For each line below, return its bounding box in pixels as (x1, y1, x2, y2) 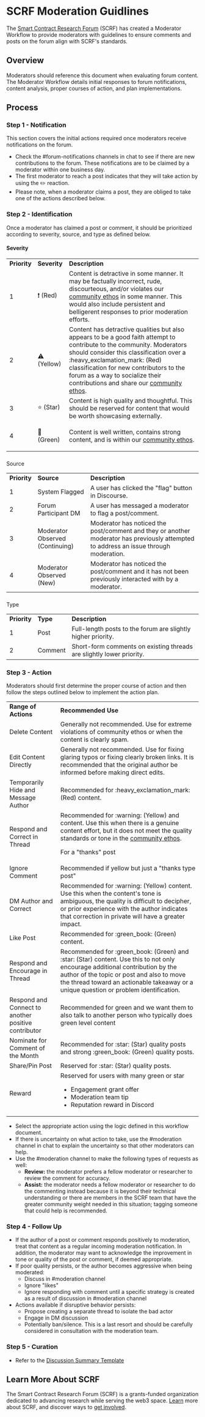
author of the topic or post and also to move (60, 970, 186, 979)
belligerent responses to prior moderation (69, 308, 188, 316)
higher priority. (71, 632, 114, 641)
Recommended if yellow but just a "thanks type (60, 864, 196, 872)
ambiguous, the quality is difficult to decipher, (60, 897, 192, 905)
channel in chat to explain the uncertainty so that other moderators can (15, 1142, 194, 1149)
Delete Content (9, 728, 53, 736)
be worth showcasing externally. (69, 412, 162, 420)
